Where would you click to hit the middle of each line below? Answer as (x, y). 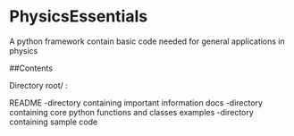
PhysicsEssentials (79, 17)
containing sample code (54, 122)
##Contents (31, 68)
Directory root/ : (39, 85)
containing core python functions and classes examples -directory (132, 112)
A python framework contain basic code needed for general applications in (147, 41)
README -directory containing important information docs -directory (136, 102)
